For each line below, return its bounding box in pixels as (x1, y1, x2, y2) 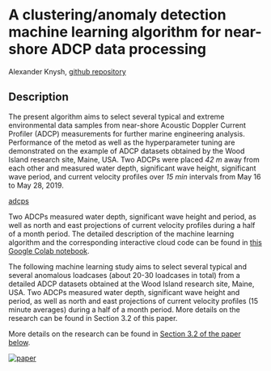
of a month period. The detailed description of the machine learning (8, 229, 235, 238)
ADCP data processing (51, 40, 206, 58)
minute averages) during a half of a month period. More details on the (8, 305, 241, 314)
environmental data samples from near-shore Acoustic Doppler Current (8, 120, 247, 130)
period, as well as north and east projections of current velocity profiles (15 (8, 296, 259, 306)
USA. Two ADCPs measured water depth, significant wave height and (8, 287, 240, 297)
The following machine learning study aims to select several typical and (8, 261, 247, 272)
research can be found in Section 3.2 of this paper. (8, 313, 178, 323)
